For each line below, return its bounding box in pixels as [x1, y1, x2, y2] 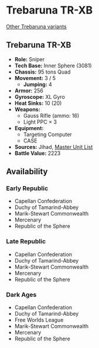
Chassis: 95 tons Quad [14, 68, 71, 75]
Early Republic [6, 184, 49, 193]
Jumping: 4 [23, 81, 53, 88]
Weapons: [14, 105, 40, 112]
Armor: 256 [14, 87, 44, 94]
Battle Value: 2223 [14, 150, 61, 157]
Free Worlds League [14, 316, 64, 324]
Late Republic [6, 237, 46, 246]
